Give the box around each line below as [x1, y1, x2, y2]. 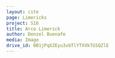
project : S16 [6, 20, 39, 26]
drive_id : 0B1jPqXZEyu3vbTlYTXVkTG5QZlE [6, 43, 110, 49]
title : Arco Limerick [6, 25, 61, 32]
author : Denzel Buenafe [6, 31, 66, 37]
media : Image [6, 37, 39, 43]
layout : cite [6, 8, 39, 15]
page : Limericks [6, 14, 47, 21]
